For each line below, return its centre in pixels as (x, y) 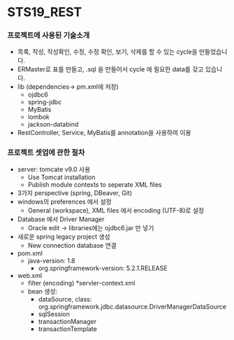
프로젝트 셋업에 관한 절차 (46, 153)
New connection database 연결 (72, 245)
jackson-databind (53, 125)
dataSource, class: (65, 299)
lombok (39, 117)
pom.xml (30, 253)
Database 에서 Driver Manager (61, 219)
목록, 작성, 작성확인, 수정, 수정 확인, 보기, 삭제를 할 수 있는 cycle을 (107, 52)
